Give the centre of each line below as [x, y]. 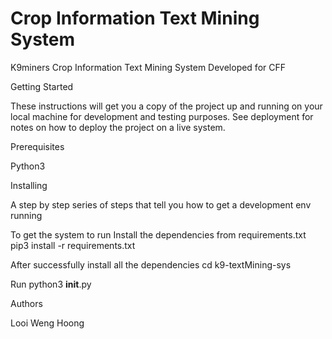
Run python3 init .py [51, 284]
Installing [29, 185]
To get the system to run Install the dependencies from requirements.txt [158, 234]
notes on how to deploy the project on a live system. [118, 127]
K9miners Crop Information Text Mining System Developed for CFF [148, 67]
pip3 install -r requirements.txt [73, 245]
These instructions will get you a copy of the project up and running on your [166, 106]
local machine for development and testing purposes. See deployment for [162, 116]
